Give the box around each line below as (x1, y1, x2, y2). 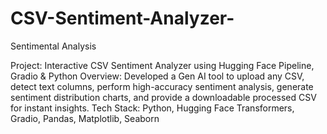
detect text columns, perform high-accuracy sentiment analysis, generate (10, 80, 314, 92)
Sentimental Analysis (10, 40, 97, 52)
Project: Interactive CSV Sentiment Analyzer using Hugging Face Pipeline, (10, 59, 315, 71)
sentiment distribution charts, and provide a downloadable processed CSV (10, 91, 317, 103)
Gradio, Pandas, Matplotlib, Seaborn (10, 112, 160, 124)
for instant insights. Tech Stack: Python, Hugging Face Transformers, (10, 102, 295, 114)
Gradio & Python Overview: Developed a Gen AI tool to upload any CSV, (10, 70, 305, 82)
